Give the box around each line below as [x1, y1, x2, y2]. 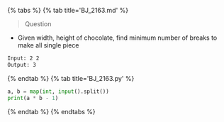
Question [24, 20, 52, 28]
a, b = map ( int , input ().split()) [7, 88, 110, 95]
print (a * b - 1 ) [7, 94, 59, 101]
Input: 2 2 [7, 55, 40, 62]
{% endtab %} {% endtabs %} [7, 107, 96, 116]
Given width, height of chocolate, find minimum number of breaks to [17, 33, 218, 42]
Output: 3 [7, 61, 37, 68]
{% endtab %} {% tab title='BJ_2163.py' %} [7, 74, 135, 82]
